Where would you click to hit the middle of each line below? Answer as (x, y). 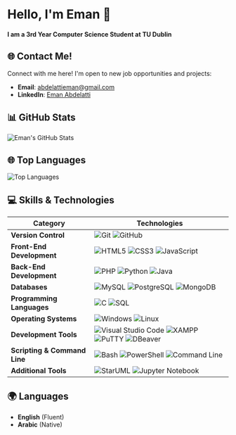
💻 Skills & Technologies (61, 200)
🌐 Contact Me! (40, 57)
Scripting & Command (48, 351)
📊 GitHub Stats (41, 117)
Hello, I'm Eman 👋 (59, 14)
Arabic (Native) (40, 424)
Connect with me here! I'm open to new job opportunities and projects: (110, 73)
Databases (29, 287)
